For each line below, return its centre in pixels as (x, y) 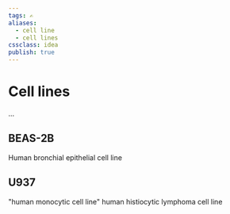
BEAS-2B (31, 138)
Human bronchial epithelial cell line (65, 157)
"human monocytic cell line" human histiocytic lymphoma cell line (115, 201)
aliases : (23, 23)
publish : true (32, 52)
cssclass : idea (33, 45)
